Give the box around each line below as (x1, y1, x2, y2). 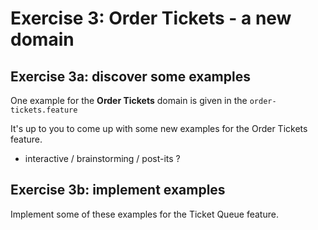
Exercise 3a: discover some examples (10, 68, 251, 85)
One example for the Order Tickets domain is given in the (10, 95, 248, 106)
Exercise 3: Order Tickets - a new (10, 7, 292, 30)
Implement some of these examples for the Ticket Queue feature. (10, 208, 279, 220)
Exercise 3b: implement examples (10, 182, 226, 199)
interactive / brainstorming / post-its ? (24, 153, 181, 164)
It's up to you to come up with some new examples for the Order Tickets (10, 123, 308, 134)
